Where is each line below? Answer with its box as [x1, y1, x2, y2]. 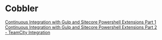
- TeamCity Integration [5, 29, 51, 35]
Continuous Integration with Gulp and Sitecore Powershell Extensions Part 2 [5, 24, 157, 30]
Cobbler [5, 3, 38, 14]
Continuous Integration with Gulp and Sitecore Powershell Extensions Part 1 [5, 19, 157, 25]
